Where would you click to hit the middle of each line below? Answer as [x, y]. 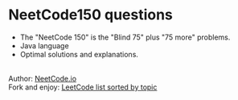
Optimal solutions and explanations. [79, 54]
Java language [45, 45]
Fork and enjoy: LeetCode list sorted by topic [83, 87]
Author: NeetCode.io [43, 78]
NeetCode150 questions [90, 15]
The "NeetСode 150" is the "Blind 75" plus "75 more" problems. [125, 37]
